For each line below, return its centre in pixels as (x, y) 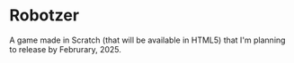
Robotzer (44, 16)
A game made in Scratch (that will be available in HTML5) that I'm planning (147, 40)
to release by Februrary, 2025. (65, 49)
